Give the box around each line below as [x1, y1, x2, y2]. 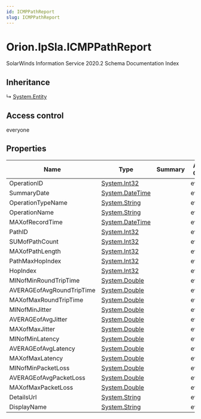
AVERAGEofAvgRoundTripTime [9, 286, 96, 294]
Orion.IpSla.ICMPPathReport [6, 40, 152, 54]
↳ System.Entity [6, 93, 47, 101]
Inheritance [6, 77, 50, 87]
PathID [9, 227, 28, 236]
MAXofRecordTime [9, 218, 63, 226]
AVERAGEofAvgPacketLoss [9, 374, 86, 382]
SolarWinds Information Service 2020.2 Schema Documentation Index [6, 60, 179, 67]
